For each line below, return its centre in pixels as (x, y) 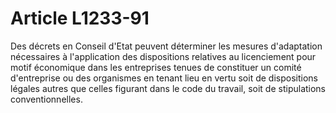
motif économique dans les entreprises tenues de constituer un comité (156, 67)
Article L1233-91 (80, 18)
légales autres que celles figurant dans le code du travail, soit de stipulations (168, 88)
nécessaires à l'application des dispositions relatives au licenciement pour (163, 56)
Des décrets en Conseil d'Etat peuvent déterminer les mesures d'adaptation (166, 46)
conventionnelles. (46, 99)
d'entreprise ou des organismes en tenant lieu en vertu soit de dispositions (164, 78)
